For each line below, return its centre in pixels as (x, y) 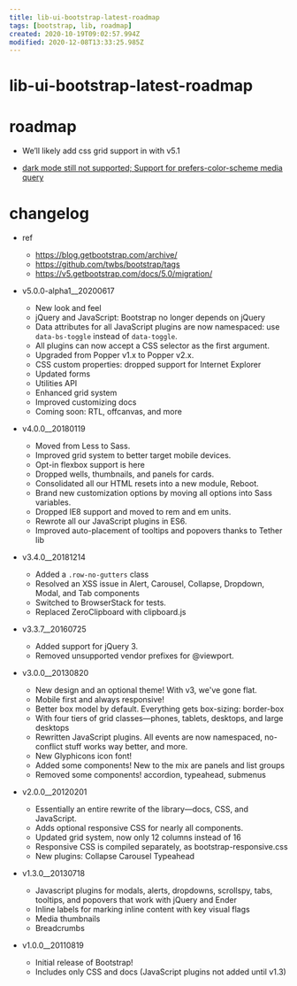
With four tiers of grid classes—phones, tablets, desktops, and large (159, 718)
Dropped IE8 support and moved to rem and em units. (133, 512)
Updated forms (63, 374)
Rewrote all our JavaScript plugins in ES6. (111, 521)
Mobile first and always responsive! (100, 700)
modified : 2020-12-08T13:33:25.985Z (76, 42)
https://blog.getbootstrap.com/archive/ (107, 255)
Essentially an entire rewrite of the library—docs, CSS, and (142, 809)
